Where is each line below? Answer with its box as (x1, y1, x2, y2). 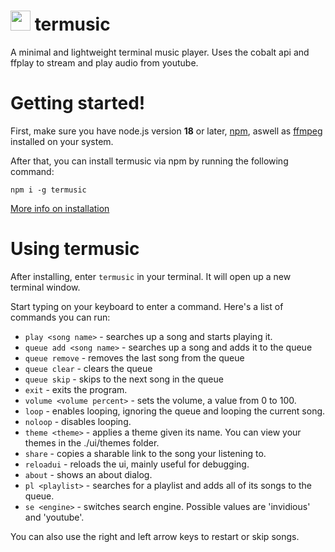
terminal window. (10, 281, 81, 293)
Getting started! (10, 92, 146, 115)
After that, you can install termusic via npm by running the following (10, 155, 289, 167)
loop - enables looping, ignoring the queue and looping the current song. (24, 405, 326, 417)
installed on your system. (10, 135, 114, 147)
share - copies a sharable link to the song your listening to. (24, 447, 267, 459)
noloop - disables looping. (24, 415, 132, 427)
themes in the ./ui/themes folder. (24, 436, 160, 449)
